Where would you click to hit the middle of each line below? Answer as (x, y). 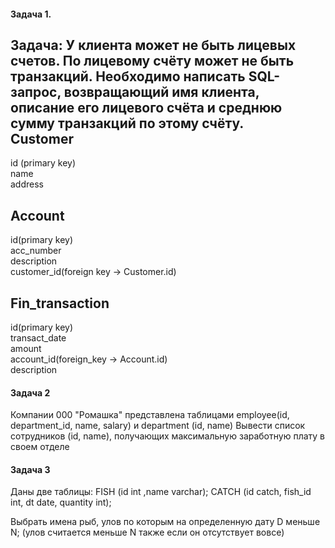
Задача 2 (30, 392)
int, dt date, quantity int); (61, 502)
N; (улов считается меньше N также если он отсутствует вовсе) (147, 532)
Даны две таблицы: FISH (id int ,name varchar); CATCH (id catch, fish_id (161, 492)
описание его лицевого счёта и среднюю (146, 107)
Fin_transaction (60, 303)
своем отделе (40, 447)
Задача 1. (31, 14)
